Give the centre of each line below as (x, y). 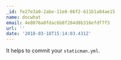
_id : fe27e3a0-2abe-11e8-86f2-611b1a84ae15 (61, 12)
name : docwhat (24, 17)
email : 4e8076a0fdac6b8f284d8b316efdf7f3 (58, 23)
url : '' (16, 28)
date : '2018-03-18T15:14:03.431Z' (49, 34)
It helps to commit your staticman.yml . (53, 50)
